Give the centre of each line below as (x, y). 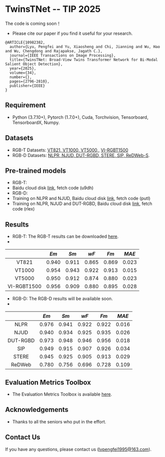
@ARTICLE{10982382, (25, 42)
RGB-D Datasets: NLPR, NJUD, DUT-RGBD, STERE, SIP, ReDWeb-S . (81, 155)
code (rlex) (23, 209)
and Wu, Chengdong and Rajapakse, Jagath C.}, (54, 51)
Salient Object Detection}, (34, 64)
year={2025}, (23, 68)
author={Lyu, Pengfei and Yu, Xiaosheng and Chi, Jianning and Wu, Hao (85, 47)
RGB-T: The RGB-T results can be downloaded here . (65, 237)
